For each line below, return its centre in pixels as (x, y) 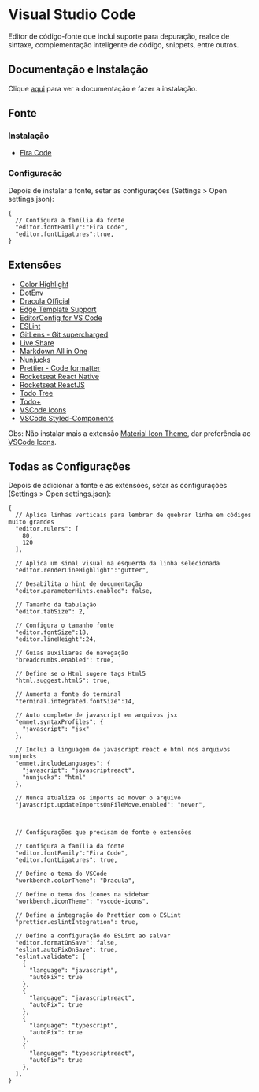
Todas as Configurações (70, 466)
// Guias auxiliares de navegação (72, 653)
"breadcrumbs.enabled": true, (65, 660)
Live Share (37, 343)
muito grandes (31, 522)
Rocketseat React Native (59, 376)
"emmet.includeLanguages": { (63, 764)
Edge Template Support (58, 309)
